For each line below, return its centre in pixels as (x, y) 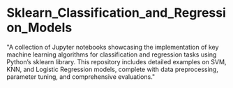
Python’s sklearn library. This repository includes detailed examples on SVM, (116, 61)
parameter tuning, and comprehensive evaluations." (81, 76)
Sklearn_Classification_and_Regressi (116, 13)
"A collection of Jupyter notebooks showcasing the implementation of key (113, 47)
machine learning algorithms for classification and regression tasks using (112, 54)
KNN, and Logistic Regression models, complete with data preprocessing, (113, 69)
